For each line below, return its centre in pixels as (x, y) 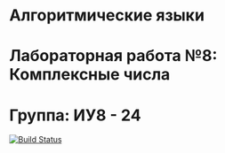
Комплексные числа (90, 75)
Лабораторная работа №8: (113, 56)
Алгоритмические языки (107, 15)
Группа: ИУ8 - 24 (75, 115)
